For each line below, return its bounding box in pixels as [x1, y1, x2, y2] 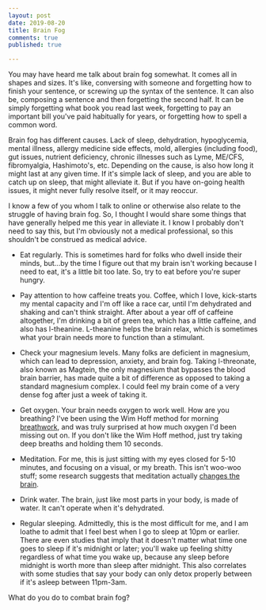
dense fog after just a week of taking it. [19, 390, 148, 400]
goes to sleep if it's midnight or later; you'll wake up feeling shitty [19, 544, 233, 554]
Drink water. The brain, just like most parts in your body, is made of [19, 495, 239, 505]
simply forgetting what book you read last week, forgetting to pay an [8, 104, 231, 113]
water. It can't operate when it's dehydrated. [19, 503, 165, 513]
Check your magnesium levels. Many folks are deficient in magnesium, [19, 348, 251, 358]
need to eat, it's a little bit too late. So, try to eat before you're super [19, 267, 241, 277]
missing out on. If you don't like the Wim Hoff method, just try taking [19, 430, 243, 440]
